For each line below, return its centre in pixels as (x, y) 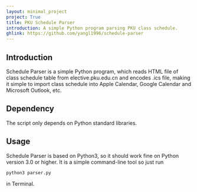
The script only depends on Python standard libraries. (72, 123)
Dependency (30, 109)
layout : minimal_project (37, 11)
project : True (24, 17)
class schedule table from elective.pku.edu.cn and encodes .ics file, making (98, 78)
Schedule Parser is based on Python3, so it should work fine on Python (93, 155)
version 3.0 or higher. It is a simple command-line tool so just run (85, 162)
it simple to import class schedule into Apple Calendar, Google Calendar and (99, 84)
